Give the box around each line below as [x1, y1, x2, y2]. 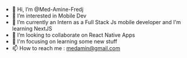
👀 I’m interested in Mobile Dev [11, 12, 87, 19]
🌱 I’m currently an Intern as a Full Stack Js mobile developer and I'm [11, 19, 181, 25]
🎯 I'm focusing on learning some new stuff [11, 38, 118, 45]
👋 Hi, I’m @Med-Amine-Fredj [11, 6, 84, 13]
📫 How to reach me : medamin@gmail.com [11, 45, 121, 51]
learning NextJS [11, 25, 52, 32]
